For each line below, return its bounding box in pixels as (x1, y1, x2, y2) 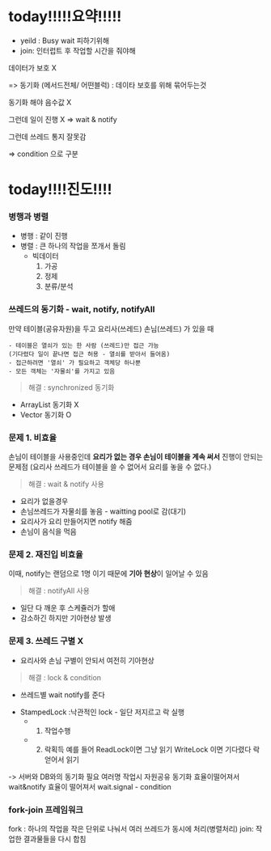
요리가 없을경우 (19, 497, 69, 506)
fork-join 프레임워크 (8, 804, 83, 815)
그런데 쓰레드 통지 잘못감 (8, 131, 87, 142)
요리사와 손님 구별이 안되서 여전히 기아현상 (19, 655, 155, 665)
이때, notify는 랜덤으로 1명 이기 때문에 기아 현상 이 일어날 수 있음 (8, 569, 209, 578)
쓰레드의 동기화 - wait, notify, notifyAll (8, 304, 155, 315)
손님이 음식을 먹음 (19, 527, 77, 536)
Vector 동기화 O (19, 409, 72, 419)
